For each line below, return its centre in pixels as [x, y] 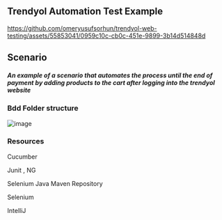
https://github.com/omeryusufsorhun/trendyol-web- [82, 28]
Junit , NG [22, 170]
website [19, 90]
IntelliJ [17, 210]
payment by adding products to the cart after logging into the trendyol [111, 82]
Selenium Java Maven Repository [55, 183]
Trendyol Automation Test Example [85, 11]
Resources [26, 141]
